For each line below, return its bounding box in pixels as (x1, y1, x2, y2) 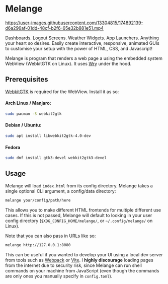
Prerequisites (5, 75, 48, 84)
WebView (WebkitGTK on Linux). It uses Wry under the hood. (5, 60, 132, 66)
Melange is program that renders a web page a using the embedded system (5, 55, 162, 61)
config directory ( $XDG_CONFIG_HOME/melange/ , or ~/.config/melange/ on (5, 218, 153, 224)
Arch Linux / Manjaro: (5, 100, 51, 106)
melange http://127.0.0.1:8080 (5, 242, 71, 247)
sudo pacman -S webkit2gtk (5, 111, 62, 116)
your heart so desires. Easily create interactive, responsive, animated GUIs (5, 40, 159, 46)
